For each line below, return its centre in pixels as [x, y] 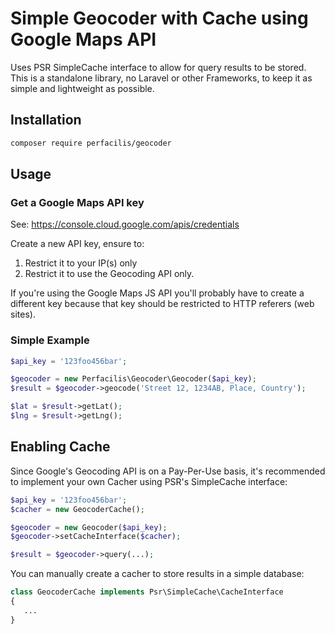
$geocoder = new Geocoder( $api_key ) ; [89, 527]
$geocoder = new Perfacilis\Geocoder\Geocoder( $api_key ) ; [133, 379]
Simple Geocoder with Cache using [159, 18]
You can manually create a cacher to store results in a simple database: [157, 574]
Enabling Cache [60, 447]
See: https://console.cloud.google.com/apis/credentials [125, 224]
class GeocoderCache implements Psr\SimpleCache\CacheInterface [147, 592]
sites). [23, 314]
